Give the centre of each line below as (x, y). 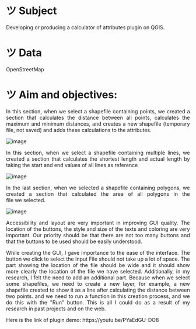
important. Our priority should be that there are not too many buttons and (98, 235)
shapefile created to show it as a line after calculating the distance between (98, 290)
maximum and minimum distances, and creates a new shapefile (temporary (98, 124)
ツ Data (24, 53)
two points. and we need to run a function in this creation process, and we (98, 296)
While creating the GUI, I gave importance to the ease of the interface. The (98, 252)
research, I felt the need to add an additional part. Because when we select (98, 278)
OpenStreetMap (25, 69)
